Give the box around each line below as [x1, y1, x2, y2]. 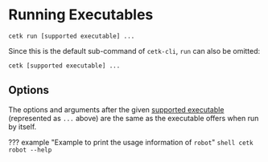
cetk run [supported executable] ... [8, 32, 135, 40]
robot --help [8, 146, 52, 154]
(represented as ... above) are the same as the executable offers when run [8, 113, 259, 123]
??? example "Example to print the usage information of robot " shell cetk [8, 137, 254, 147]
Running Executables [8, 6, 154, 24]
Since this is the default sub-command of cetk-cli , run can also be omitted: [8, 46, 261, 55]
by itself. [8, 122, 37, 132]
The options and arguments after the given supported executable [8, 104, 225, 114]
